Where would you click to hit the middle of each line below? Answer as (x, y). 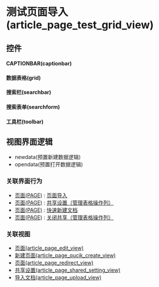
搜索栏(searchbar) (29, 93)
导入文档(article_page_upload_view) (58, 277)
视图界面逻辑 (29, 142)
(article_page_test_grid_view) (80, 25)
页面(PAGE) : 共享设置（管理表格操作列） (64, 202)
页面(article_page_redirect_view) (54, 262)
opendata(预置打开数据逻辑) (49, 164)
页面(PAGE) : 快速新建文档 (46, 210)
